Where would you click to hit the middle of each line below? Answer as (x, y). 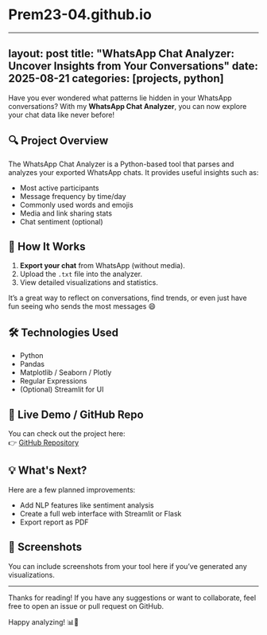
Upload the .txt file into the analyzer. (81, 274)
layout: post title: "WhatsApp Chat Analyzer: (121, 54)
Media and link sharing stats (66, 213)
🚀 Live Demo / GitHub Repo (76, 414)
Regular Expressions (53, 381)
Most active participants (59, 188)
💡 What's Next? (48, 471)
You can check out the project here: (67, 434)
